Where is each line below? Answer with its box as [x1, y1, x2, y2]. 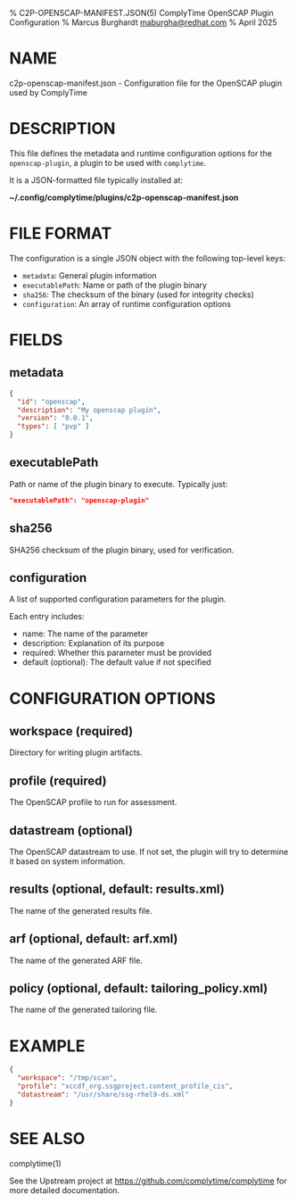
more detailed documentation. [9, 1184, 120, 1195]
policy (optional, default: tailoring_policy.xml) [9, 981, 268, 996]
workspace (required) [9, 723, 134, 739]
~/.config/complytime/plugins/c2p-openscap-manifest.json [9, 192, 239, 203]
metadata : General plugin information [21, 270, 158, 280]
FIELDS [9, 330, 63, 350]
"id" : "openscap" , [17, 397, 87, 406]
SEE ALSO [9, 1128, 86, 1149]
